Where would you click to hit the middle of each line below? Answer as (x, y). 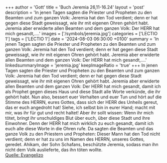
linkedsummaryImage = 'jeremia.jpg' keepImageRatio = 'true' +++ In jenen (82, 65)
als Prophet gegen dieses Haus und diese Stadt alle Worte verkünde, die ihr (83, 92)
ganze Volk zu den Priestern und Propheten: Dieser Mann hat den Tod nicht (83, 134)
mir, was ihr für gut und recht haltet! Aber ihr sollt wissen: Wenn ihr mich (79, 113)
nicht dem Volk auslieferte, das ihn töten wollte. (54, 150)
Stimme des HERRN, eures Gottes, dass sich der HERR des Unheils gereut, (82, 102)
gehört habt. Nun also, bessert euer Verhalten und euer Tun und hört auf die (83, 97)
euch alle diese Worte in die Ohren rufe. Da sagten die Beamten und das (79, 128)
